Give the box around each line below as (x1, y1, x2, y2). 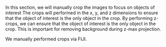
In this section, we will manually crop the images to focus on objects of (5, 5, 155, 10)
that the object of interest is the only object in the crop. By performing (5, 15, 153, 21)
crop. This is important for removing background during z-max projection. (5, 26, 161, 32)
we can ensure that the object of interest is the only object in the (19, 20, 156, 27)
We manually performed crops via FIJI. (5, 36, 87, 42)
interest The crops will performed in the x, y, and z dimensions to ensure (5, 10, 158, 16)
